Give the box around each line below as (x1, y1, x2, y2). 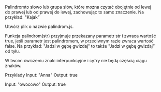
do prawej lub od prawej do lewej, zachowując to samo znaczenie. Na (5, 9, 144, 15)
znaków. (5, 63, 22, 68)
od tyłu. (5, 48, 20, 54)
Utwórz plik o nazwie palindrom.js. (5, 24, 74, 29)
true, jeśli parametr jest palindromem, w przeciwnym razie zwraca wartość (5, 38, 154, 44)
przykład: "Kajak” (5, 14, 40, 20)
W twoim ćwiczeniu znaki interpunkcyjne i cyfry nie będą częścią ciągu (5, 58, 147, 63)
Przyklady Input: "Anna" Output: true (5, 72, 78, 78)
